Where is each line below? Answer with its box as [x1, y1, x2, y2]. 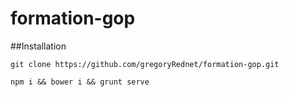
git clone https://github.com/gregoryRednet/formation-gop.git [10, 59, 280, 69]
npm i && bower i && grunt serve [10, 77, 150, 87]
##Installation [10, 40, 67, 52]
